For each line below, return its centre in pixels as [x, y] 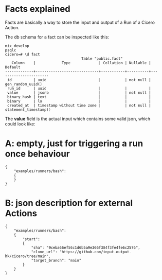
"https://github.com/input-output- [95, 252]
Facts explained [38, 9]
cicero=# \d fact [23, 54]
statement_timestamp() [28, 110]
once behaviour [37, 154]
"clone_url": [44, 252]
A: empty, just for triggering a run [74, 144]
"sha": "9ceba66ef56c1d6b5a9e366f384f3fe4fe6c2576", [85, 247]
